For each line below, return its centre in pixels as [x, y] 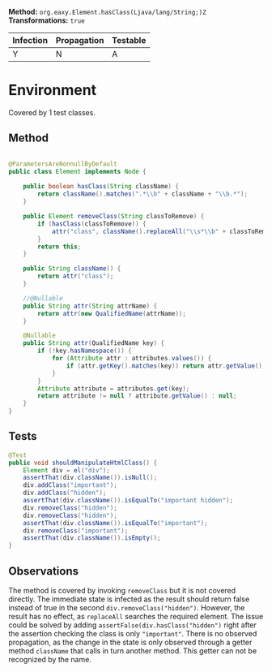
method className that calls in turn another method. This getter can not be [133, 651]
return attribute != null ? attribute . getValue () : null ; [137, 396]
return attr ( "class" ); [76, 276]
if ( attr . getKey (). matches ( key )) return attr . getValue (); [166, 366]
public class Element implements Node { [78, 171]
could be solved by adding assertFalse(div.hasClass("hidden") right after [133, 625]
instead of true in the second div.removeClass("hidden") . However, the [127, 607]
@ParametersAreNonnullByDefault [63, 164]
